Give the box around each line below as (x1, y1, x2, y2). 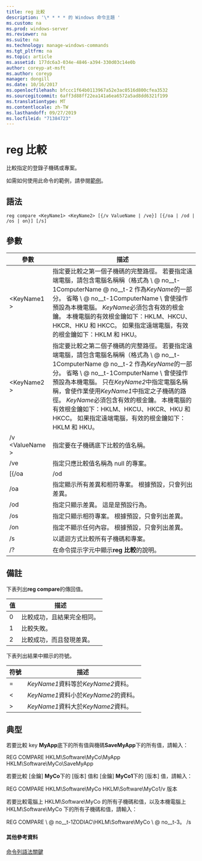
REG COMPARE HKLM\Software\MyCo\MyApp (6, 754, 121, 761)
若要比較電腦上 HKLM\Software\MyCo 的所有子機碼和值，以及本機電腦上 (6, 798, 186, 806)
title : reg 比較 (6, 8, 45, 15)
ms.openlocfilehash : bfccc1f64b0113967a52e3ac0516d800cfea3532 (6, 87, 168, 93)
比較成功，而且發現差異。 (21, 635, 94, 644)
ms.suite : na (6, 37, 39, 43)
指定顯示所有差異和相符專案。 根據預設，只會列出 (52, 480, 193, 488)
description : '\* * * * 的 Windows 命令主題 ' (6, 14, 120, 20)
